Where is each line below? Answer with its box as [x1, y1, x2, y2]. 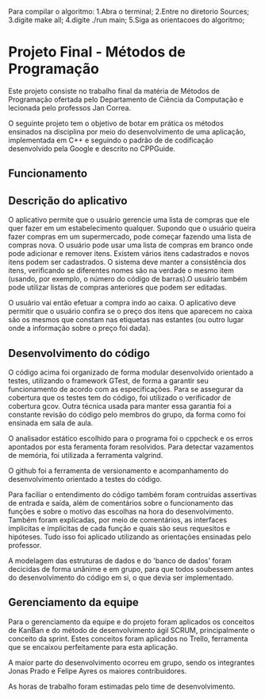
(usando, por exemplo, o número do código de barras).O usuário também [8, 274, 248, 284]
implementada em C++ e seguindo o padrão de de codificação [8, 135, 214, 145]
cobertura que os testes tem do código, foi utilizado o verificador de [8, 393, 232, 402]
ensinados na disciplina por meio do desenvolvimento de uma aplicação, [8, 126, 246, 136]
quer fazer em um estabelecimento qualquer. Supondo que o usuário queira [8, 223, 256, 233]
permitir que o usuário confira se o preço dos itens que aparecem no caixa [8, 306, 252, 316]
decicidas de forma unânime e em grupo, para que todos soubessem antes [8, 564, 254, 573]
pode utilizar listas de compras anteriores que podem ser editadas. [8, 282, 228, 293]
